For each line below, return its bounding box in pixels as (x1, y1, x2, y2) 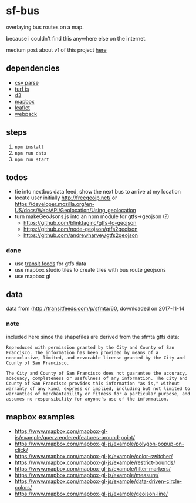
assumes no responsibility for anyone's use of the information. (6, 396, 169, 402)
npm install (14, 144, 44, 150)
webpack (14, 110, 37, 117)
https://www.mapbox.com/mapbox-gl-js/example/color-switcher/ (14, 452, 173, 459)
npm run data (14, 150, 47, 156)
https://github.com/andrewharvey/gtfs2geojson (23, 232, 138, 239)
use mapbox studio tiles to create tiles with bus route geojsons (14, 266, 166, 273)
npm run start (14, 156, 49, 162)
